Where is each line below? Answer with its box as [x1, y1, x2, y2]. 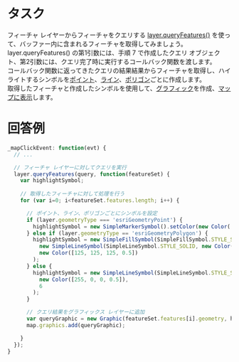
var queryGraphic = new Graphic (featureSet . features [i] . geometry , [26, 315, 228, 322]
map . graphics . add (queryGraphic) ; [26, 321, 126, 329]
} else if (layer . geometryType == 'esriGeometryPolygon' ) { [26, 230, 208, 237]
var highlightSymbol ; [20, 177, 84, 184]
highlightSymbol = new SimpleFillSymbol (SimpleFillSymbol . [33, 236, 212, 243]
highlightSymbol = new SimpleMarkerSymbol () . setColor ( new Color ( [33, 223, 231, 230]
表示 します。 [19, 92, 57, 101]
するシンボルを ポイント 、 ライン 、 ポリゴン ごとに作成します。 [26, 75, 206, 83]
